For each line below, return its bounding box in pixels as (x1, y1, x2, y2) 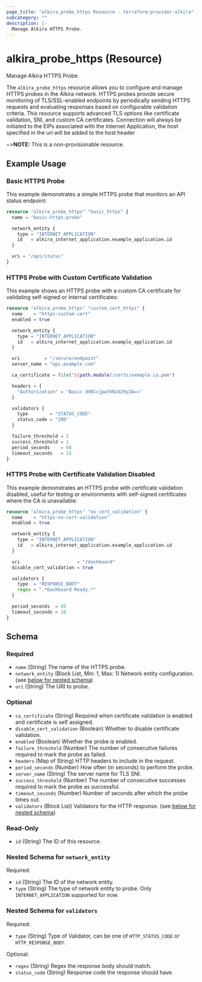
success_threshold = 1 (12, 439, 69, 445)
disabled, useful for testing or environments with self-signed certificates (6, 490, 187, 498)
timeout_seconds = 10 (12, 609, 67, 615)
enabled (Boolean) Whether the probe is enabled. (15, 738, 138, 745)
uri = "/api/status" (12, 253, 64, 259)
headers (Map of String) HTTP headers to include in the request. (15, 757, 175, 764)
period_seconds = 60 (12, 444, 72, 450)
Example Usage (6, 159, 67, 169)
